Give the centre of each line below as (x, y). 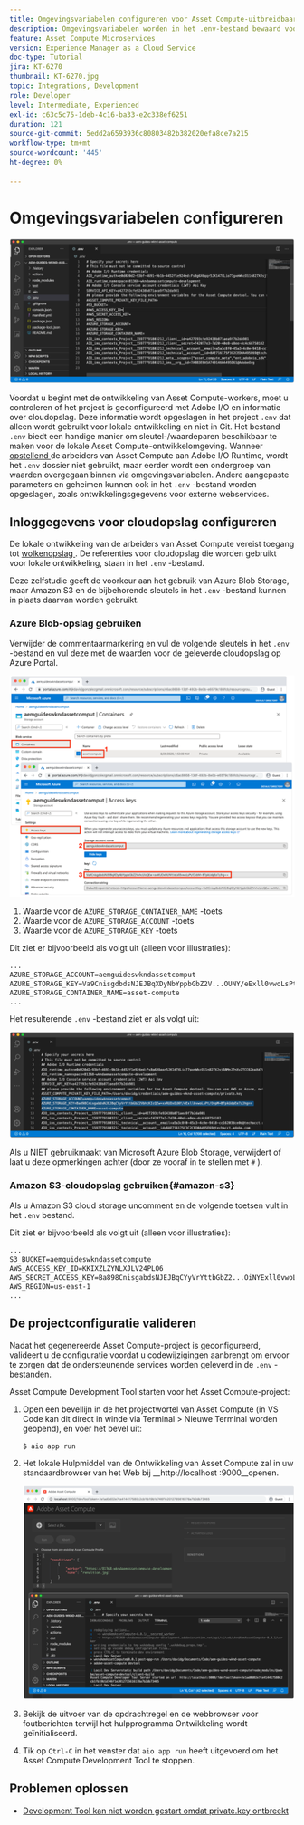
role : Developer (40, 95)
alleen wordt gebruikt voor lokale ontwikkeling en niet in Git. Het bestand (145, 427)
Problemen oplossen (69, 1789)
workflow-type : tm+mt (50, 144)
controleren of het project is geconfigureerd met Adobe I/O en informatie (145, 407)
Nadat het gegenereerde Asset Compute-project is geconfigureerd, (135, 1345)
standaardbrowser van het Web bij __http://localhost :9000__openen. (151, 1473)
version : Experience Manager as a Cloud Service (103, 48)
